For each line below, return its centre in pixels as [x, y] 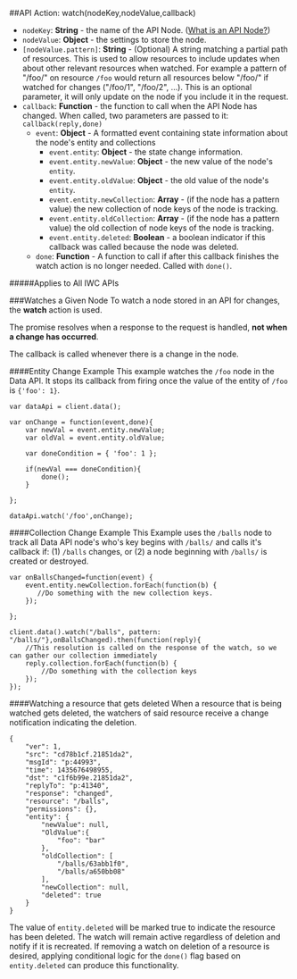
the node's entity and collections [95, 142]
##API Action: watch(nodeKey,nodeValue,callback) [103, 13]
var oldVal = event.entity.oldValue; [95, 438]
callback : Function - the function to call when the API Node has [140, 106]
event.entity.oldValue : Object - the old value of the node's [159, 180]
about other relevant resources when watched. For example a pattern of [154, 68]
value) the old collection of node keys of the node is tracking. [161, 228]
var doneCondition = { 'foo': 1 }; [91, 454]
